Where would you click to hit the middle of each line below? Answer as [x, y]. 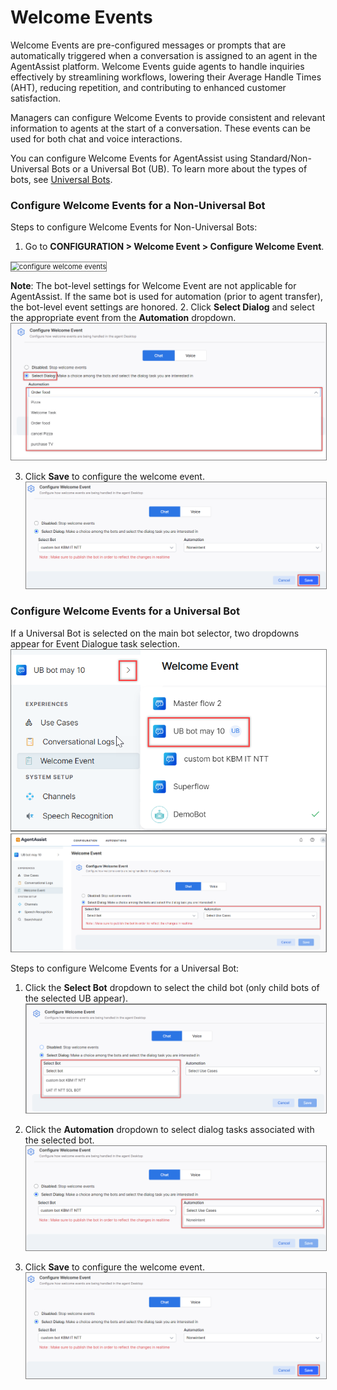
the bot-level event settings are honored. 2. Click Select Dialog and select [162, 307]
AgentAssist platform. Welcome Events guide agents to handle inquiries [157, 66]
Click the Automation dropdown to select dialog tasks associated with [169, 1129]
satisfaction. [36, 98]
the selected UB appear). [76, 998]
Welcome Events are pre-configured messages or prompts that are [148, 45]
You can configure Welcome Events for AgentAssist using [129, 158]
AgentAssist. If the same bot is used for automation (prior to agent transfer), [167, 297]
